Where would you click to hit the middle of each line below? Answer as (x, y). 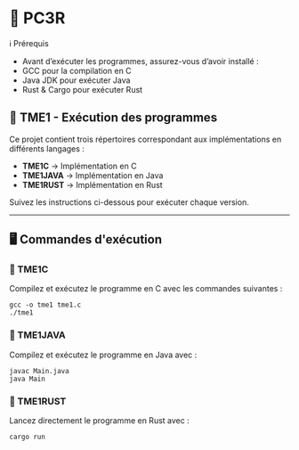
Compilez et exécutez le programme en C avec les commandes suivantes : (146, 289)
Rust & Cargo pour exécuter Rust (82, 89)
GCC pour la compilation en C (77, 70)
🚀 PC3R (37, 18)
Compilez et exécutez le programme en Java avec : (103, 355)
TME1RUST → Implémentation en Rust (92, 184)
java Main (28, 379)
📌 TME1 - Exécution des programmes (113, 118)
